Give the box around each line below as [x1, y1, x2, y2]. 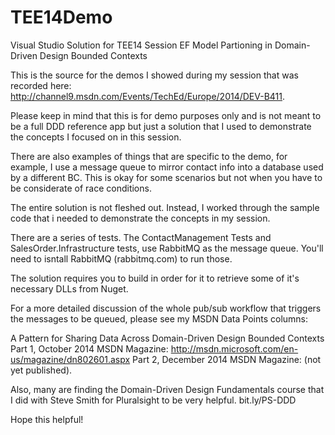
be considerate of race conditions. [10, 182, 152, 194]
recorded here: [10, 79, 72, 91]
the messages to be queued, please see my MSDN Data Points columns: [10, 312, 309, 325]
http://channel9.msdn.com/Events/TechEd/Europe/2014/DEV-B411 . [10, 90, 286, 102]
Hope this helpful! [10, 413, 84, 425]
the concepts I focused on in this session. [10, 131, 182, 143]
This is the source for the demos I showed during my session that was [10, 69, 299, 81]
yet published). [10, 364, 73, 376]
